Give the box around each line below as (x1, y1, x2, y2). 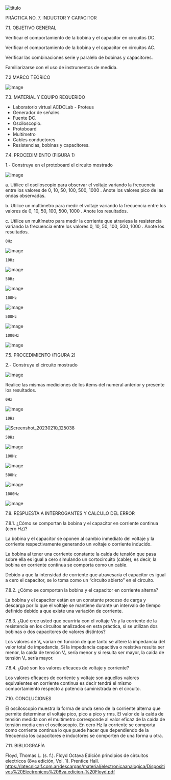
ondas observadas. (5, 192, 46, 199)
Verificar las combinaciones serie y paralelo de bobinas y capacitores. (5, 54, 153, 60)
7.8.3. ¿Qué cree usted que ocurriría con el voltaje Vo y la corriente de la (5, 618, 157, 624)
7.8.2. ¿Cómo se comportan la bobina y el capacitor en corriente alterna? (5, 587, 158, 593)
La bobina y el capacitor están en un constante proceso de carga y (5, 597, 146, 603)
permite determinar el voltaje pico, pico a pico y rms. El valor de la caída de (5, 711, 164, 717)
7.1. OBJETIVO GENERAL (5, 25, 57, 31)
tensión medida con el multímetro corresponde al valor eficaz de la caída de (5, 717, 165, 722)
